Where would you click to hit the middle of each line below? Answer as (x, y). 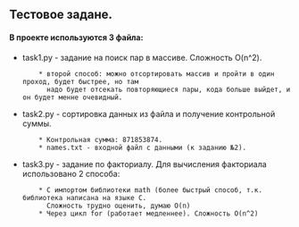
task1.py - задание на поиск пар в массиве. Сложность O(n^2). (142, 57)
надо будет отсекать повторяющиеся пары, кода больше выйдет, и (168, 89)
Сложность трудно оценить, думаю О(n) (118, 206)
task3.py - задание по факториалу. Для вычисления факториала (145, 164)
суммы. (37, 123)
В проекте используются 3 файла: (76, 37)
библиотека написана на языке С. (84, 198)
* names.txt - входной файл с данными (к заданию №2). (143, 147)
